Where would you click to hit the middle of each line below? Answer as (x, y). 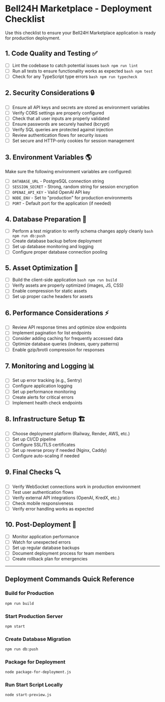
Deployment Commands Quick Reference (70, 579)
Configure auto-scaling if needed (46, 456)
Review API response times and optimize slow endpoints (69, 327)
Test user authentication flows (43, 492)
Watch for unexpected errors (41, 542)
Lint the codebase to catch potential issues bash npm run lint (75, 65)
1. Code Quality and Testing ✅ (51, 54)
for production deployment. (33, 38)
